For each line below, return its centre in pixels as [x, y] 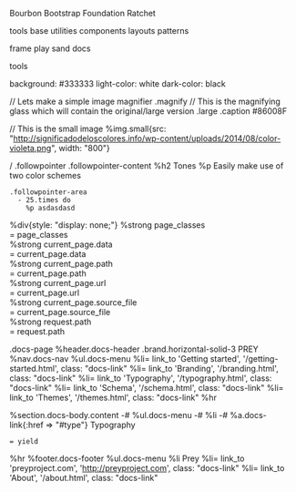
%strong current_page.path [61, 264]
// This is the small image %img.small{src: [88, 128]
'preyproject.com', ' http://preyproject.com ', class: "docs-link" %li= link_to [147, 468]
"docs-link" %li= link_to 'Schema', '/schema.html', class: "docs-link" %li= [147, 388]
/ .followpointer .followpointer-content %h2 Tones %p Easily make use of [147, 166]
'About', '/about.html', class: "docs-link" [84, 478]
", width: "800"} [81, 148]
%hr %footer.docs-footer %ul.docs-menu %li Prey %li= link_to [127, 458]
